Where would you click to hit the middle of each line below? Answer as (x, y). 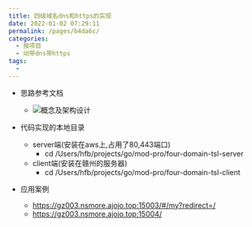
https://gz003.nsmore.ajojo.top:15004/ (97, 214)
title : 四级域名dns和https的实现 (60, 16)
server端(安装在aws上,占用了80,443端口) (101, 144)
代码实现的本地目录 (52, 127)
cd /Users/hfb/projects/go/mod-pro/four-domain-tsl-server (144, 153)
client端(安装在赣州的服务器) (80, 163)
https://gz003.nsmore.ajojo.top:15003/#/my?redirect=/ (124, 205)
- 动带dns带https (43, 54)
